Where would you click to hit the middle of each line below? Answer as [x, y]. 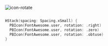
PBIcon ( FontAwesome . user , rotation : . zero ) [54, 30]
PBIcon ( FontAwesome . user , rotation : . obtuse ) [57, 34]
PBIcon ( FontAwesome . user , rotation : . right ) [55, 25]
